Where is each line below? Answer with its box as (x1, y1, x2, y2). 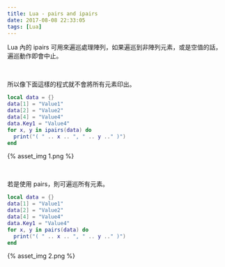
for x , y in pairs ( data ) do (7, 226, 89, 234)
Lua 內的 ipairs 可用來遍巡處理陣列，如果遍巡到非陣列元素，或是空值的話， (7, 43, 222, 52)
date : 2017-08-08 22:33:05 (7, 17, 86, 24)
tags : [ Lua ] (7, 23, 42, 30)
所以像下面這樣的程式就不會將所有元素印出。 (7, 80, 136, 89)
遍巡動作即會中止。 (7, 52, 63, 60)
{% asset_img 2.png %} (7, 252, 75, 260)
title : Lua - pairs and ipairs (7, 10, 98, 17)
